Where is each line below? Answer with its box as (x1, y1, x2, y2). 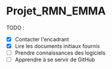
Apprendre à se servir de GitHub (14, 56, 95, 64)
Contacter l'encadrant (14, 35, 69, 43)
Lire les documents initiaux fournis (14, 43, 100, 49)
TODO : (6, 24, 25, 31)
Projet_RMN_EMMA (6, 4, 106, 18)
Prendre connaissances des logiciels (14, 49, 106, 56)
